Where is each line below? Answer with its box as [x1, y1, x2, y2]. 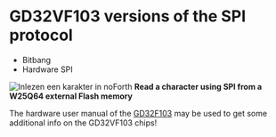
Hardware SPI [21, 64, 73, 75]
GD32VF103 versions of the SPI [9, 6, 247, 27]
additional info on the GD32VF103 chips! [9, 117, 158, 128]
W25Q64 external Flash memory [9, 91, 134, 101]
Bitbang [21, 54, 52, 65]
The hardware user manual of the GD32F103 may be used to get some [9, 108, 268, 118]
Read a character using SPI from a [134, 81, 263, 92]
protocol [9, 25, 73, 45]
